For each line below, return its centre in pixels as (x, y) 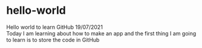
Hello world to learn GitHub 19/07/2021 (54, 27)
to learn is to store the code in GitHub (53, 40)
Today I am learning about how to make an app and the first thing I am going (101, 33)
